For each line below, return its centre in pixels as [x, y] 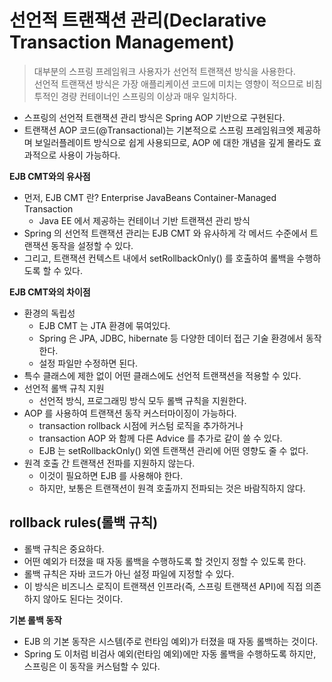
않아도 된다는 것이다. [83, 598]
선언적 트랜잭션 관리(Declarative [138, 20]
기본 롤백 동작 [35, 620]
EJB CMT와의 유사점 [50, 176]
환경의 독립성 [49, 313]
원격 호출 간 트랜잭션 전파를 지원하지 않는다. [109, 463]
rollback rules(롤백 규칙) [84, 522]
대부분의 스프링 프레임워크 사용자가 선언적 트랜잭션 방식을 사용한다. [164, 71]
